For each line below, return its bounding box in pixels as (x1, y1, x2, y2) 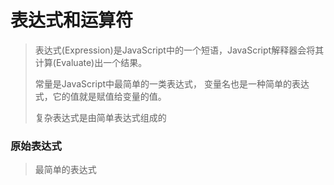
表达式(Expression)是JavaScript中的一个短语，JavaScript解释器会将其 (34, 44, 325, 56)
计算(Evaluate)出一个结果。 (34, 56, 148, 68)
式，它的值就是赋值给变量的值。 (34, 90, 167, 102)
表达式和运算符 (10, 9, 134, 32)
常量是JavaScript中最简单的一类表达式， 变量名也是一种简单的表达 (34, 77, 310, 90)
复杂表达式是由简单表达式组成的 (34, 111, 167, 123)
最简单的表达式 (34, 164, 97, 176)
